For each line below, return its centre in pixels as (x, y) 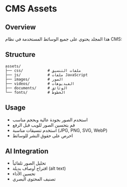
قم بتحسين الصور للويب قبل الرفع (44, 125)
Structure (20, 55)
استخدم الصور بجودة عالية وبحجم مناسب (50, 120)
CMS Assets (31, 9)
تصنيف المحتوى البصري (34, 179)
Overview (21, 27)
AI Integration (27, 151)
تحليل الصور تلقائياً (29, 163)
